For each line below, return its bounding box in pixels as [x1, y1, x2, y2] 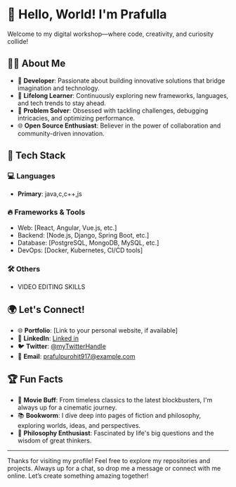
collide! [7, 37, 29, 45]
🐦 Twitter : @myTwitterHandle [17, 342, 107, 350]
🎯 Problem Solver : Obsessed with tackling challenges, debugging [17, 106, 209, 115]
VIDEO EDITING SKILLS [17, 283, 86, 291]
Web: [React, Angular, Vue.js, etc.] [17, 223, 117, 232]
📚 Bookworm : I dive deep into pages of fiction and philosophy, [17, 411, 202, 419]
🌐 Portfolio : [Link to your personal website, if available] [17, 326, 178, 334]
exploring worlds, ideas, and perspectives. [17, 421, 141, 429]
